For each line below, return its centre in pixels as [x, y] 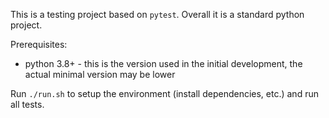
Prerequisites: [39, 44]
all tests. [27, 104]
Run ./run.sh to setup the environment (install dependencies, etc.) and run [164, 93]
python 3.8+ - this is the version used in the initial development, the [163, 63]
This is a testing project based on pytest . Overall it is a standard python [157, 14]
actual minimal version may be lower [100, 74]
